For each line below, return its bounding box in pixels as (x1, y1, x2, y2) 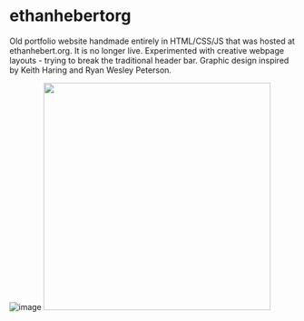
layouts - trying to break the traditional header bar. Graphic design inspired (9, 55, 289, 65)
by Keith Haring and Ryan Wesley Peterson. (9, 65, 172, 75)
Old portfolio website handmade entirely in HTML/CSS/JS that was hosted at (9, 35, 295, 46)
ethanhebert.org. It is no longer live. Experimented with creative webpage (9, 45, 284, 55)
